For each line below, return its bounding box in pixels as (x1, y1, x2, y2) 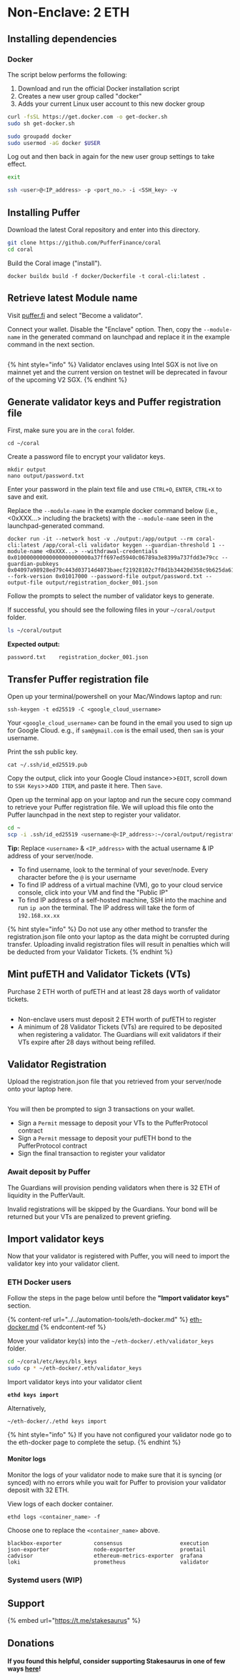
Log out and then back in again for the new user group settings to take (7, 152, 215, 161)
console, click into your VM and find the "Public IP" (17, 888, 169, 897)
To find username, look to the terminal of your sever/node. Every (17, 865, 209, 874)
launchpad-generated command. (7, 522, 105, 530)
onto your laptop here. (7, 1085, 73, 1093)
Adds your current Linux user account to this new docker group (17, 99, 205, 108)
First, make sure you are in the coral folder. (7, 426, 135, 434)
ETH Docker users (7, 1277, 71, 1287)
